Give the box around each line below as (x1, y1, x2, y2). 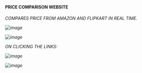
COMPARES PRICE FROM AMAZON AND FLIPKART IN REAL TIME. (5, 15, 138, 21)
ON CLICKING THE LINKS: (5, 43, 57, 49)
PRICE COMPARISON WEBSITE (5, 4, 69, 10)
